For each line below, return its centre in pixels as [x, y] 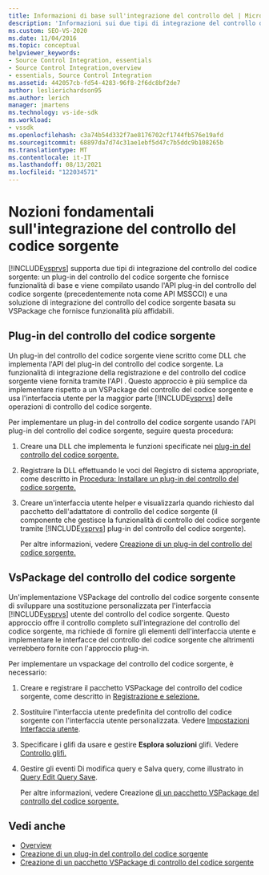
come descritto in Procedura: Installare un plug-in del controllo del [129, 479]
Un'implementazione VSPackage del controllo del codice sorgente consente [134, 597]
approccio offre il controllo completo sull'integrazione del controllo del [124, 622]
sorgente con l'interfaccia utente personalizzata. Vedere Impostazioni [134, 720]
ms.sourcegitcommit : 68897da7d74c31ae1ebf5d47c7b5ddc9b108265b [116, 142]
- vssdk [21, 128]
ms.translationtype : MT [48, 150]
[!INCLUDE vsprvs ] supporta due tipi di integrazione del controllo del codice [133, 268]
